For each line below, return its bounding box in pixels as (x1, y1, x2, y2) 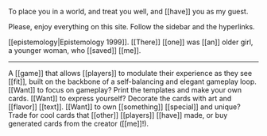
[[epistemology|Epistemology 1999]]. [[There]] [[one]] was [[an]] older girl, (8, 37, 253, 47)
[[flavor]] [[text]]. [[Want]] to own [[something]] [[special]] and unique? (8, 102, 241, 111)
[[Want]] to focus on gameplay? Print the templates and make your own (8, 85, 242, 94)
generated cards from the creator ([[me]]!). (8, 119, 149, 128)
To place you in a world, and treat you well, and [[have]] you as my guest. (8, 7, 249, 16)
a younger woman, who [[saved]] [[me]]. (8, 46, 141, 55)
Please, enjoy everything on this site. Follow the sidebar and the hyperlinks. (8, 22, 256, 31)
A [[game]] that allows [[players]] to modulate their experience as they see (8, 69, 253, 77)
